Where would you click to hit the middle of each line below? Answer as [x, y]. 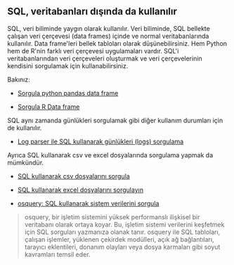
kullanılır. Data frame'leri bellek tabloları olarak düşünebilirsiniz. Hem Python [117, 43]
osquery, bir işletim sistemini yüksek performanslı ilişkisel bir [112, 216]
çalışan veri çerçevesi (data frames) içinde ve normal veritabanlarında [108, 36]
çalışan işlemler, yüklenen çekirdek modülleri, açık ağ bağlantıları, [119, 239]
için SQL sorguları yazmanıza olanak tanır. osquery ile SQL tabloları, [122, 232]
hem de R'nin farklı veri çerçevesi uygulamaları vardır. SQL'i [93, 51]
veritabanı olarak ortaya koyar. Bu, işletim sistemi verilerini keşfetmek [124, 224]
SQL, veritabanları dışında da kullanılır [92, 12]
